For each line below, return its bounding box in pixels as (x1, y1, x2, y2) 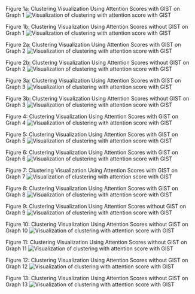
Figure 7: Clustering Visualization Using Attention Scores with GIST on (5, 167, 178, 174)
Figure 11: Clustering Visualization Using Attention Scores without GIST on (5, 239, 187, 245)
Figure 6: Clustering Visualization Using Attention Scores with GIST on (5, 149, 179, 156)
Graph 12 (5, 263, 28, 270)
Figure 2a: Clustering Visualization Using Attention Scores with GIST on (5, 41, 181, 48)
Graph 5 (5, 137, 26, 144)
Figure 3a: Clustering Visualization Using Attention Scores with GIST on (5, 77, 181, 84)
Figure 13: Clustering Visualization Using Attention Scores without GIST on (5, 275, 188, 281)
